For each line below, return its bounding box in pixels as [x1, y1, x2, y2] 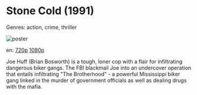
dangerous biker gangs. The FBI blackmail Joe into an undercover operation [6, 64, 192, 71]
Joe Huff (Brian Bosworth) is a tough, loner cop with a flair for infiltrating [6, 58, 183, 65]
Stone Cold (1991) [6, 4, 95, 18]
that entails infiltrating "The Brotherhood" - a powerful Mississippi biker [6, 70, 180, 77]
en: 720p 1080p [6, 46, 44, 54]
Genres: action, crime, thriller [6, 24, 77, 31]
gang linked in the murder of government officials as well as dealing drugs [6, 77, 187, 84]
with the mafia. [6, 83, 43, 90]
